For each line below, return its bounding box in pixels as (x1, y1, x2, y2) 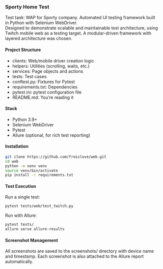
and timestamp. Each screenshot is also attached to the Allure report (5, 253, 144, 259)
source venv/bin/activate (5, 168, 58, 173)
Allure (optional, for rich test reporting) (12, 132, 90, 138)
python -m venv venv (5, 163, 48, 168)
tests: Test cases (12, 73, 47, 79)
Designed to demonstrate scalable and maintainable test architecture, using (5, 25, 158, 31)
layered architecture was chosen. (5, 35, 73, 41)
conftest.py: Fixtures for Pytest (12, 79, 75, 85)
